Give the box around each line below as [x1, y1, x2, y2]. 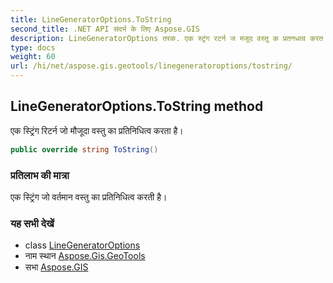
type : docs [10, 42, 56, 53]
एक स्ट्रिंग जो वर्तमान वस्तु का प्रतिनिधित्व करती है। [10, 191, 168, 203]
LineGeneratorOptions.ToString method [10, 98, 264, 115]
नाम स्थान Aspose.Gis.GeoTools [24, 250, 146, 262]
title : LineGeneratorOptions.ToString [10, 14, 172, 25]
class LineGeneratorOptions [24, 239, 141, 251]
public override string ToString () [10, 144, 159, 155]
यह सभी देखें [10, 216, 55, 230]
